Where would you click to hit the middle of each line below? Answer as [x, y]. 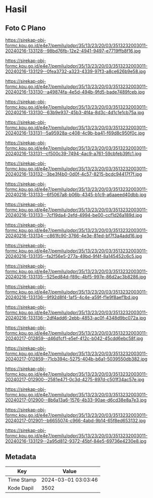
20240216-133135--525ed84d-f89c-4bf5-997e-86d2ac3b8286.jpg [76, 277]
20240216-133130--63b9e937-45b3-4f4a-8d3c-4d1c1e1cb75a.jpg [75, 112]
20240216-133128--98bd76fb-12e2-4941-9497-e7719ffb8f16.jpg [73, 51]
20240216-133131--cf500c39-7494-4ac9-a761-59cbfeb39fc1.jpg [73, 153]
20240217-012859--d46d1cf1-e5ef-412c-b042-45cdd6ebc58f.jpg [74, 338]
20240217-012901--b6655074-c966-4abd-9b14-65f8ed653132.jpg [75, 420]
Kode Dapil [21, 488]
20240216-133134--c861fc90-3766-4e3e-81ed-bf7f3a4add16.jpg [74, 236]
